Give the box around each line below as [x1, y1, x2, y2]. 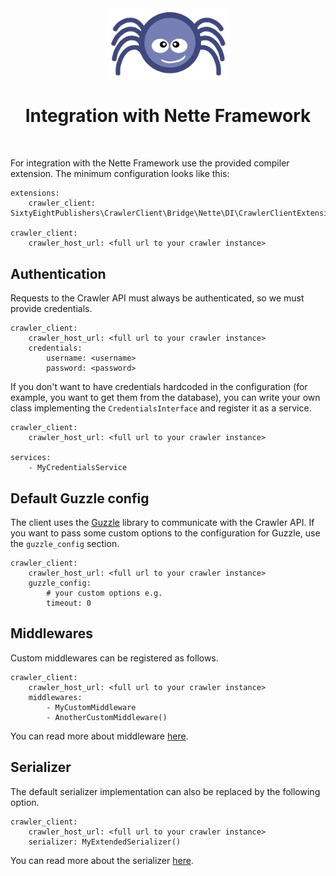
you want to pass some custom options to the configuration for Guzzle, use [10, 527, 321, 539]
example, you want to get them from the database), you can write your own [10, 392, 321, 404]
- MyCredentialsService [28, 463, 128, 473]
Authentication [10, 265, 107, 282]
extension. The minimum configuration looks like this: [10, 168, 230, 180]
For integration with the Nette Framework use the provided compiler [10, 157, 290, 169]
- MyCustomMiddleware [46, 702, 137, 712]
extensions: [10, 188, 60, 199]
